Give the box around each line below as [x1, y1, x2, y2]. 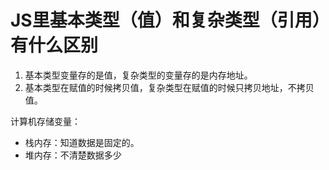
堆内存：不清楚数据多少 [24, 149, 122, 161]
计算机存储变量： [10, 115, 81, 127]
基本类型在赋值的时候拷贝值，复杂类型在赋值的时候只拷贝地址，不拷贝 [24, 81, 315, 93]
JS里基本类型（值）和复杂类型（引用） [10, 9, 322, 32]
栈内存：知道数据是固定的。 [24, 136, 140, 148]
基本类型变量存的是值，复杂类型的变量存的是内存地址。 [24, 69, 253, 81]
